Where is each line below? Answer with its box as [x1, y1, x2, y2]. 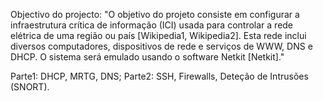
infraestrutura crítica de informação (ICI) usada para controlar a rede [10, 19, 294, 31]
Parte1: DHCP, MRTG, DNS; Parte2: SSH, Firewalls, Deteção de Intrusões [10, 70, 309, 82]
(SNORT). [10, 81, 50, 93]
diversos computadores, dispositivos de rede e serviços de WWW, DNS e [10, 40, 313, 52]
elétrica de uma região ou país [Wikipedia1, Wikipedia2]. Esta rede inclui [10, 30, 307, 41]
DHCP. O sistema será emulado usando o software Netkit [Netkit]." [10, 51, 285, 63]
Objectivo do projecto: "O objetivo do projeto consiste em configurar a [10, 9, 300, 20]
